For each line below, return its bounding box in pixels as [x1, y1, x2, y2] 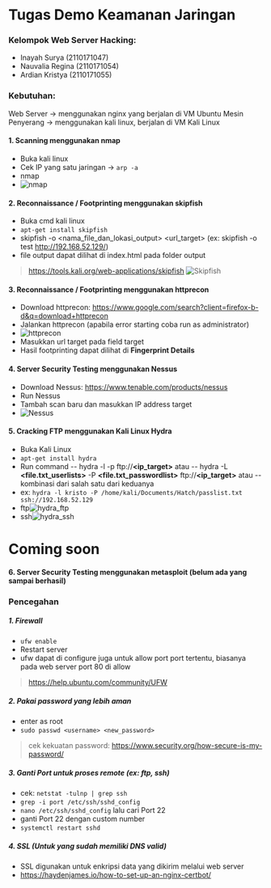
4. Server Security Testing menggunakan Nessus [8, 364, 178, 374]
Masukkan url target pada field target [19, 337, 144, 347]
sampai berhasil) [8, 576, 66, 586]
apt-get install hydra [19, 455, 97, 463]
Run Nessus [19, 391, 61, 400]
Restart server [19, 645, 68, 654]
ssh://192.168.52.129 [19, 496, 93, 504]
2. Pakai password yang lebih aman [8, 696, 132, 706]
